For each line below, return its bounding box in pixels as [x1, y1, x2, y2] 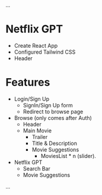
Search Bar [23, 165, 51, 172]
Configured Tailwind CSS [14, 48, 76, 55]
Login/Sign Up [14, 95, 50, 103]
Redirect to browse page [23, 108, 84, 115]
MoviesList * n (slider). [40, 152, 96, 159]
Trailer [31, 133, 48, 140]
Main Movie [23, 127, 52, 134]
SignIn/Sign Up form [23, 101, 73, 109]
